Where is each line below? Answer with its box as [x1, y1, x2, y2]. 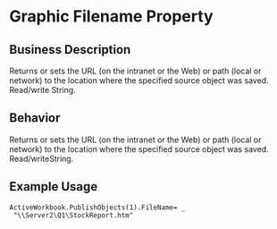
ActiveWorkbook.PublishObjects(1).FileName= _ [9, 203, 186, 212]
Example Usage [9, 179, 98, 194]
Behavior [9, 110, 61, 126]
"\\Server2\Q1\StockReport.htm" [13, 210, 134, 220]
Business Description [9, 42, 131, 57]
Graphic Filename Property [9, 6, 214, 27]
